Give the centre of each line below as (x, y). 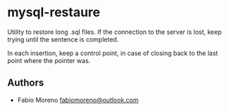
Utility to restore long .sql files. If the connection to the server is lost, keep (114, 32)
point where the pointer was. (49, 60)
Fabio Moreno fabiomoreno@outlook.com (78, 100)
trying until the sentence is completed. (63, 39)
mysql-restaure (54, 12)
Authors (26, 83)
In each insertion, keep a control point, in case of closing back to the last (113, 53)
